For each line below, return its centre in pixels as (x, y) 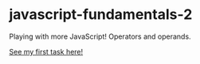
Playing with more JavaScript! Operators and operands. (100, 36)
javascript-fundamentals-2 (101, 15)
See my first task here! (46, 51)
